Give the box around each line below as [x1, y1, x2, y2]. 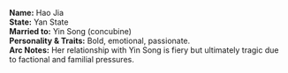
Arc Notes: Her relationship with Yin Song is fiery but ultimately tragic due [9, 45, 279, 55]
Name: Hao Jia [9, 8, 64, 18]
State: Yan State [9, 17, 69, 27]
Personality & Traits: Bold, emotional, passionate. [9, 35, 191, 46]
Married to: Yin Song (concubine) [9, 26, 133, 36]
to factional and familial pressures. [9, 55, 134, 64]
